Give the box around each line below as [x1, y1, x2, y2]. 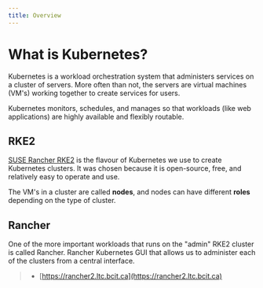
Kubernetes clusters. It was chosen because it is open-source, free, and [8, 164, 242, 173]
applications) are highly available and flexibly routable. [8, 112, 184, 121]
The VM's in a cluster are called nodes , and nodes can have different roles [8, 187, 250, 197]
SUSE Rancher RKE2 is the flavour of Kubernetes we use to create [8, 155, 222, 165]
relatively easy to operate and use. [8, 172, 120, 182]
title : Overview [8, 11, 61, 20]
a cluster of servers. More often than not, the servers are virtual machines [8, 79, 247, 89]
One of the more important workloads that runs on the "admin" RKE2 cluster [8, 239, 254, 249]
